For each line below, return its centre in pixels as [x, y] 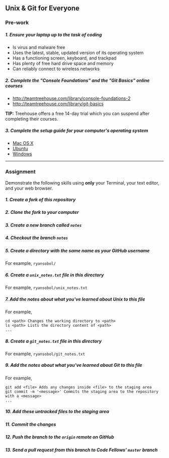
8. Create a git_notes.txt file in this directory [54, 341]
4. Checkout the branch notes [36, 238]
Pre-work [17, 23]
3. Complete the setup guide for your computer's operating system [77, 130]
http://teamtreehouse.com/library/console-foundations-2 [71, 98]
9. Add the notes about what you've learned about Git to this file [74, 365]
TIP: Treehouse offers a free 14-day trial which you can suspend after [77, 113]
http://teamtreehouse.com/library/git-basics [58, 104]
